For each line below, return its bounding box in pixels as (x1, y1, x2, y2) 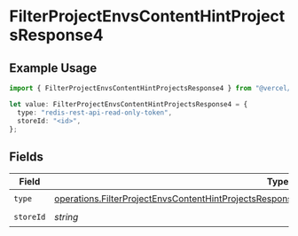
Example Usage (9, 60, 98, 75)
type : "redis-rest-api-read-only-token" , (17, 108, 173, 117)
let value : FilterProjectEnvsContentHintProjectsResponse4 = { (9, 99, 248, 108)
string (54, 210, 79, 223)
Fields (9, 149, 44, 164)
